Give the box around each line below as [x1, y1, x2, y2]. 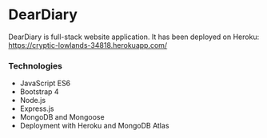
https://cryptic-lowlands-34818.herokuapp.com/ [8, 40, 168, 49]
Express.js [19, 104, 54, 113]
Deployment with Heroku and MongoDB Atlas [19, 121, 169, 131]
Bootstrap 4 [19, 87, 59, 97]
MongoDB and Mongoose [19, 112, 106, 122]
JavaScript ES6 [19, 78, 71, 89]
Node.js [19, 96, 46, 105]
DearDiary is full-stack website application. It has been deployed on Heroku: [8, 32, 260, 41]
